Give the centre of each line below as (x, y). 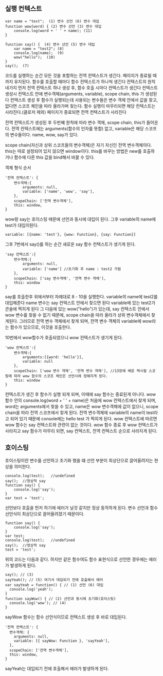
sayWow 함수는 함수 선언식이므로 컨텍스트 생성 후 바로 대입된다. (66, 617)
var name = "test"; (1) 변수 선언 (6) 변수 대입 (52, 21)
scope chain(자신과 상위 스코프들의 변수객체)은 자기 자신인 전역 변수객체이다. (79, 145)
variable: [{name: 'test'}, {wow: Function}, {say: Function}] (71, 234)
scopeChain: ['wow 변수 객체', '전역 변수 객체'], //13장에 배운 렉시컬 (80, 371)
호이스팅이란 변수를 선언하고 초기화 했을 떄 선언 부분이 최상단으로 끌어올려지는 (79, 460)
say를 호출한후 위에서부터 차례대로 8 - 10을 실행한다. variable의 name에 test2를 (81, 296)
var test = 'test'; (25, 498)
